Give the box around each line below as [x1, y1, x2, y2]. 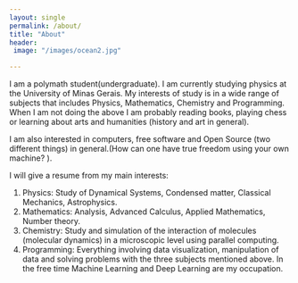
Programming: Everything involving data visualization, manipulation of [21, 245, 279, 255]
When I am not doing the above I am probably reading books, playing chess [9, 107, 287, 118]
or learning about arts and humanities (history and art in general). [9, 117, 250, 128]
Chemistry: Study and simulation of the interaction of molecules [21, 225, 257, 237]
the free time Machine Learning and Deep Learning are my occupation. [21, 263, 284, 274]
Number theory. [21, 216, 81, 227]
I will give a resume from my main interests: [9, 171, 170, 181]
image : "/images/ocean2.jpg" [12, 46, 122, 55]
